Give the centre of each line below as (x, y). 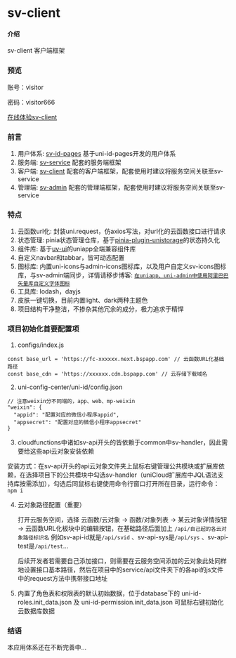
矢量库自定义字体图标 (44, 284)
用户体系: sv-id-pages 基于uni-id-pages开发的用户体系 (97, 153)
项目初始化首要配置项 (43, 329)
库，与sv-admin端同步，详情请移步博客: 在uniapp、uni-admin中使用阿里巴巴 (123, 275)
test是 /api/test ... (43, 546)
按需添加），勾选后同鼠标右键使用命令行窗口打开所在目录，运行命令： (119, 483)
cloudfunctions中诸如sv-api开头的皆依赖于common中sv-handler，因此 (119, 442)
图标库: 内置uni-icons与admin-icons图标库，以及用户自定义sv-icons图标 (122, 267)
